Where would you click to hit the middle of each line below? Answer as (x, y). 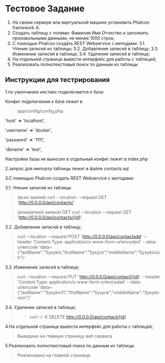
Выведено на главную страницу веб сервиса (65, 336)
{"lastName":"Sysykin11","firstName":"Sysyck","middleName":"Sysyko (88, 292)
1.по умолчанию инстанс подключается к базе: (55, 91)
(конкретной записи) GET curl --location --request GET (74, 212)
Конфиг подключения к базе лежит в (44, 101)
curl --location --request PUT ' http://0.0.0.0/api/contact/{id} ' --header (89, 276)
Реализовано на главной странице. (54, 355)
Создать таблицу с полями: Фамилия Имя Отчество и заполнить (80, 33)
